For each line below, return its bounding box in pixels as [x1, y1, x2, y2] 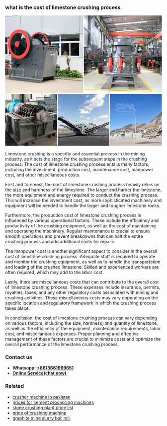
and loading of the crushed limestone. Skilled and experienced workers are [5, 264, 159, 270]
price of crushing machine [12, 410, 67, 416]
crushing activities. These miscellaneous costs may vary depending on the [5, 294, 158, 300]
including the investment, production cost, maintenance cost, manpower [5, 166, 154, 172]
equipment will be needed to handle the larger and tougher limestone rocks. [5, 203, 161, 209]
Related [5, 383, 24, 390]
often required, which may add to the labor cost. [5, 269, 104, 275]
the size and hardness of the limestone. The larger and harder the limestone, [5, 187, 162, 193]
